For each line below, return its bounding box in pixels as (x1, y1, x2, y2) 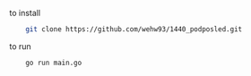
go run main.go (25, 58, 82, 67)
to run (9, 40, 31, 52)
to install (9, 8, 41, 18)
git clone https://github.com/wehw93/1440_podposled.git (25, 25, 243, 34)
